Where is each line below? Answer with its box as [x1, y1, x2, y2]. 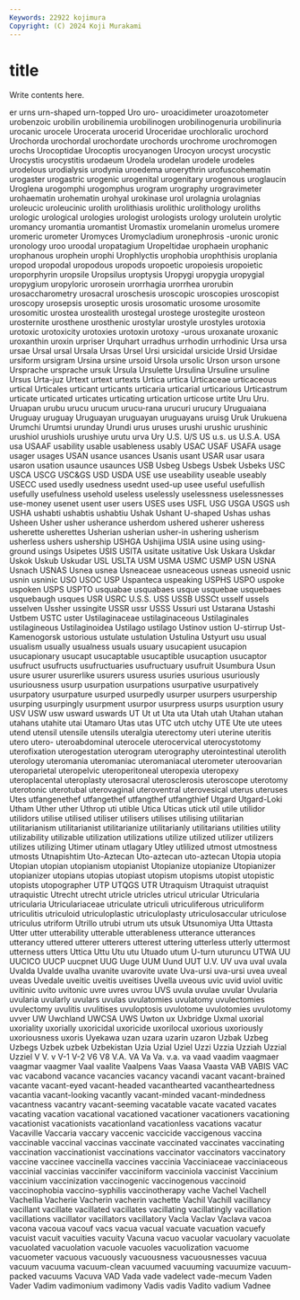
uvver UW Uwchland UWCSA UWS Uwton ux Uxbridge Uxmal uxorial [9, 1014, 264, 1024]
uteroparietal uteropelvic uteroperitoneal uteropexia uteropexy [9, 765, 239, 777]
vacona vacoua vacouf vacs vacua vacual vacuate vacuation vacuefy [9, 1223, 266, 1234]
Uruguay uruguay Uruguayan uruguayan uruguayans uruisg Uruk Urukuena [9, 412, 287, 423]
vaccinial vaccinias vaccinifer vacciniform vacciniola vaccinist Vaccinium [9, 1166, 279, 1177]
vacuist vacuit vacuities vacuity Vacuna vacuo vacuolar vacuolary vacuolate [9, 1233, 291, 1243]
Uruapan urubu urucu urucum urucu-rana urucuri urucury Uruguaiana [9, 403, 267, 414]
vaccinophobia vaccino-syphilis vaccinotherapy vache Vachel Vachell [9, 1185, 267, 1196]
